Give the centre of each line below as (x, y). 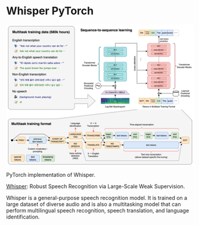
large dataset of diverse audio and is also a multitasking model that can (94, 204)
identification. (23, 217)
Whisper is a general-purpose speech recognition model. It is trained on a (97, 198)
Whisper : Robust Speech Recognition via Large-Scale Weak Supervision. (96, 186)
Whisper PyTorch (50, 11)
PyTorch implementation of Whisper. (51, 174)
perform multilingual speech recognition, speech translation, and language (98, 210)
